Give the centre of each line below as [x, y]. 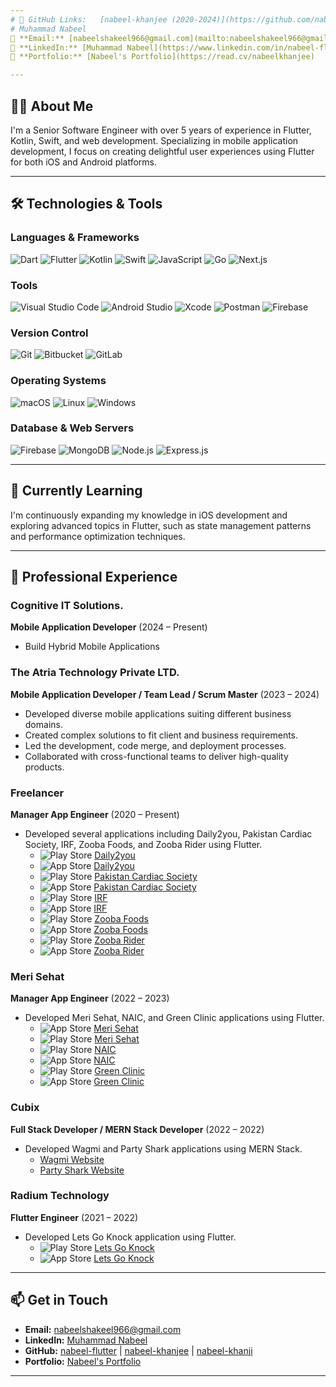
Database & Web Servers [72, 428]
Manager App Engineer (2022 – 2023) [90, 998]
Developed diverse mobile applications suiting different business [158, 713]
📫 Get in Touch [59, 1300]
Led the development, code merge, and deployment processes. [155, 745]
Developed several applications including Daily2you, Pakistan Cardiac [168, 833]
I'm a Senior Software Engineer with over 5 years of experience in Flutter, [161, 130]
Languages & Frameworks [75, 238]
